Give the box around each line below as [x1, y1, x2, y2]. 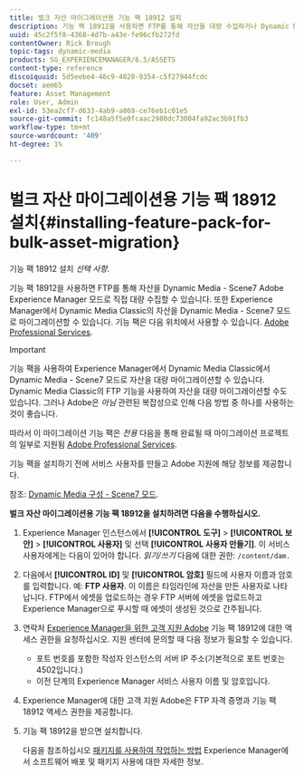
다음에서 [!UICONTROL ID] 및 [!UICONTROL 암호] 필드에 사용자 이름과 [22, 568, 277, 580]
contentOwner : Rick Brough [9, 38, 111, 48]
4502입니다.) [35, 664, 84, 675]
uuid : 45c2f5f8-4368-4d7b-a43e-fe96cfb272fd [9, 30, 180, 39]
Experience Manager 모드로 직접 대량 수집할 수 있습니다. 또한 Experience [9, 294, 273, 305]
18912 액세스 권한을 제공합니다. [22, 706, 134, 717]
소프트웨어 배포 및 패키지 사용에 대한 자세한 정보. [32, 756, 204, 767]
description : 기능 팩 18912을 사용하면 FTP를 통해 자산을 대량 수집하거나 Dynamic [9, 22, 290, 31]
